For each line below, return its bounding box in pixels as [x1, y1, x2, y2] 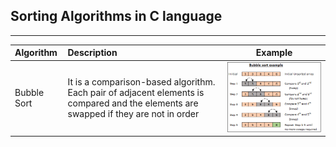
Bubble [14, 87, 45, 99]
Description [67, 47, 118, 59]
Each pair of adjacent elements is [67, 87, 205, 99]
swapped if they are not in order [67, 108, 200, 120]
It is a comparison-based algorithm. [67, 76, 216, 88]
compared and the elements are [67, 97, 199, 109]
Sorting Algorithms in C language [10, 8, 223, 25]
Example [255, 47, 293, 59]
